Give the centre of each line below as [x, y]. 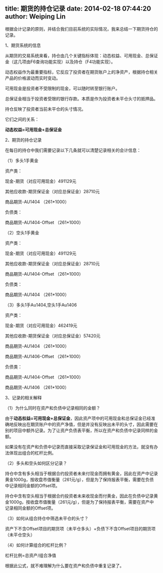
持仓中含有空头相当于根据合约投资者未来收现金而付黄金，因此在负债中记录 [79, 496]
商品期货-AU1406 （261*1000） [37, 387]
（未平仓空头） [20, 535]
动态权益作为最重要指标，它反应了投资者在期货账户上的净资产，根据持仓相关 [81, 72]
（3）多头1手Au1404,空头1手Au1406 [41, 305]
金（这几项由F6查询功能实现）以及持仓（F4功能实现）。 [60, 62]
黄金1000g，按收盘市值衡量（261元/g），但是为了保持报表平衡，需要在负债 [80, 479]
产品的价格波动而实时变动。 [33, 78]
